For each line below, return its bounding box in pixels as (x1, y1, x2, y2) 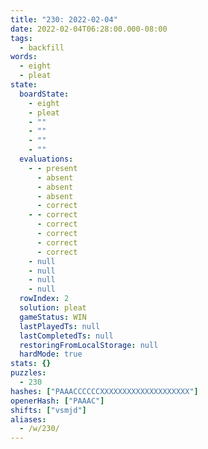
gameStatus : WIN (19, 312, 87, 322)
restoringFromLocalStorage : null (19, 340, 159, 350)
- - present (28, 163, 78, 173)
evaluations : (19, 154, 74, 164)
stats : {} (10, 359, 52, 369)
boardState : (19, 89, 70, 99)
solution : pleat (19, 303, 87, 313)
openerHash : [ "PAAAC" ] (10, 396, 105, 406)
